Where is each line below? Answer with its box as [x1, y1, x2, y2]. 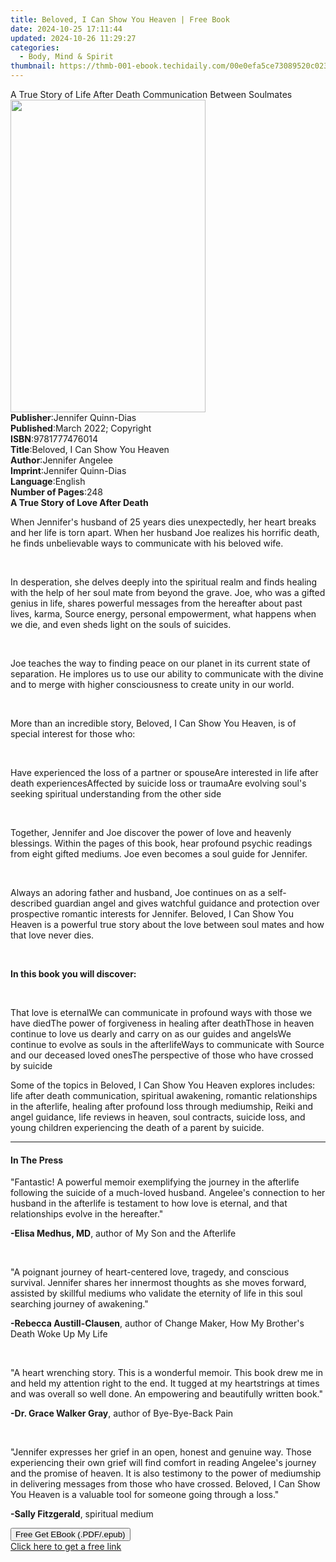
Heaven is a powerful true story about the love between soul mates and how [10, 919, 325, 930]
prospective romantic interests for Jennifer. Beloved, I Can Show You [10, 908, 294, 920]
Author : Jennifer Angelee [10, 454, 114, 466]
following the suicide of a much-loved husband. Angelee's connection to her [10, 1187, 326, 1199]
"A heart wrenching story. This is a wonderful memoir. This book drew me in [10, 1367, 324, 1379]
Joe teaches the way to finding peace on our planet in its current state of [10, 657, 311, 669]
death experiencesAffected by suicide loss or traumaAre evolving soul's [10, 777, 307, 789]
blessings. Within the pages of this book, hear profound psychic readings [10, 837, 313, 849]
